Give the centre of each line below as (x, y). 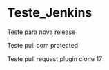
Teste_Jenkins (50, 13)
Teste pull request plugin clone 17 (54, 59)
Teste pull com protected (42, 45)
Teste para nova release (41, 32)
